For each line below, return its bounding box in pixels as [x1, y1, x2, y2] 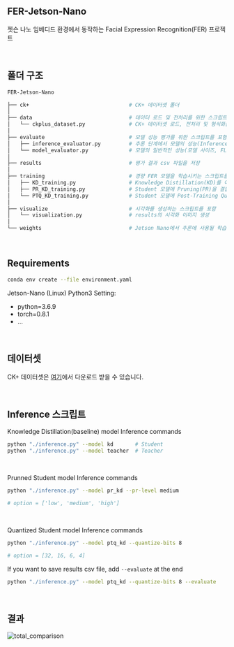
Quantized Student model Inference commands [7, 525, 143, 534]
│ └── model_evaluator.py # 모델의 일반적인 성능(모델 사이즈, [7, 147, 218, 154]
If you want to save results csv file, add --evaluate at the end [7, 565, 183, 573]
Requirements [7, 258, 70, 270]
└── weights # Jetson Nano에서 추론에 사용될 [7, 225, 214, 232]
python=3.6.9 [17, 302, 56, 310]
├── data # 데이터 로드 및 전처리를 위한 [7, 115, 205, 122]
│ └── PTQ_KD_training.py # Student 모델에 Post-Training [7, 192, 218, 199]
